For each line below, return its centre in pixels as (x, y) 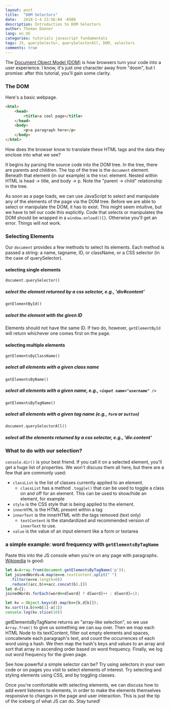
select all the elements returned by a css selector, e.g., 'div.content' (79, 438)
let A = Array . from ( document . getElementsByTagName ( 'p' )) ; (65, 570)
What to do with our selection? (44, 451)
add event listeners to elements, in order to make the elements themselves (83, 690)
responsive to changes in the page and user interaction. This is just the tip (82, 696)
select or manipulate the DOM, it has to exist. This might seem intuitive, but (84, 207)
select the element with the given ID (44, 315)
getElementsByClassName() (32, 356)
